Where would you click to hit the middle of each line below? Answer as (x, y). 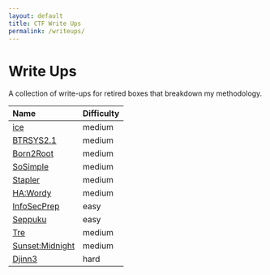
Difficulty (101, 114)
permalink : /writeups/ (47, 31)
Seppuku (30, 220)
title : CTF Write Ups (45, 24)
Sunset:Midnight (44, 246)
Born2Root (33, 153)
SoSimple (31, 167)
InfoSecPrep (36, 206)
